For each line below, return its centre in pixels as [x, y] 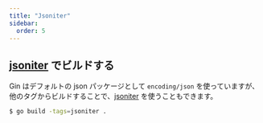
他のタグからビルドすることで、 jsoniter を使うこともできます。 [113, 96]
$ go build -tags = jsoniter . [58, 112]
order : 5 [31, 31]
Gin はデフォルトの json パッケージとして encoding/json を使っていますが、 [134, 86]
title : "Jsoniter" [40, 16]
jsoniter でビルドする [62, 65]
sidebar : [24, 23]
